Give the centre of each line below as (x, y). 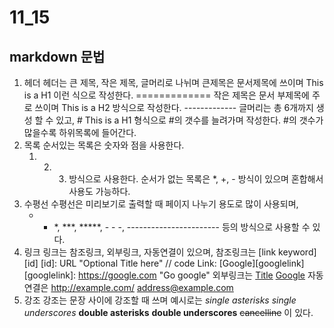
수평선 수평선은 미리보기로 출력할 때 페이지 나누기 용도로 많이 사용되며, (161, 204)
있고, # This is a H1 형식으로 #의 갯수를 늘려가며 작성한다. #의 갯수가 (189, 120)
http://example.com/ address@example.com (142, 287)
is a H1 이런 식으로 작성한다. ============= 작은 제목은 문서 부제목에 (166, 95)
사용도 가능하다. (99, 191)
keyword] (297, 252)
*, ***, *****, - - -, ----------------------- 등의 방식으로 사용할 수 (182, 227)
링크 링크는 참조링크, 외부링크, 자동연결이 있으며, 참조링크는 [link (150, 252)
